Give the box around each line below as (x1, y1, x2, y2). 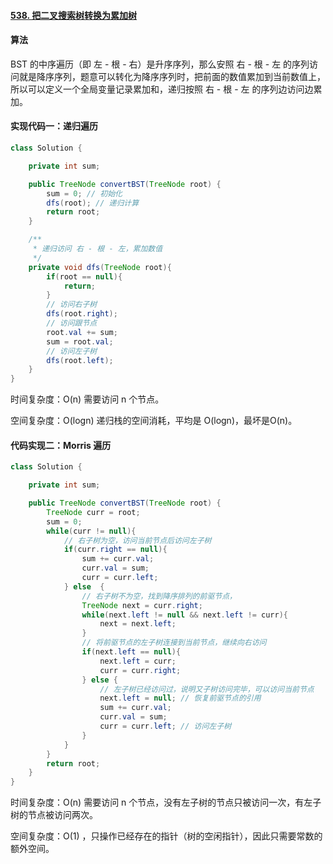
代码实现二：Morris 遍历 (10, 439, 112, 451)
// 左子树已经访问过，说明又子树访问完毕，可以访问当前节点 (99, 684, 315, 694)
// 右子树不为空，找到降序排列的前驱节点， (81, 591, 237, 601)
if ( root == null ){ (46, 271, 123, 282)
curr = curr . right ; (99, 665, 182, 675)
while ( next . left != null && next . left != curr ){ (81, 610, 289, 620)
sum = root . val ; (46, 336, 114, 347)
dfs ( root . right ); (46, 309, 118, 319)
